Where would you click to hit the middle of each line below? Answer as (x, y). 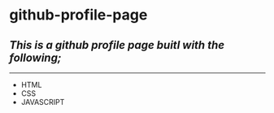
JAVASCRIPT (43, 102)
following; (35, 57)
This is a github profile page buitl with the (117, 45)
